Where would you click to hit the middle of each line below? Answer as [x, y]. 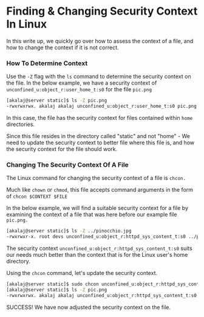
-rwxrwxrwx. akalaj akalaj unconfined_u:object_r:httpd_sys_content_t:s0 [102, 295]
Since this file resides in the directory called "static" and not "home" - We [98, 136]
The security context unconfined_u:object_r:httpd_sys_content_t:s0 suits [99, 248]
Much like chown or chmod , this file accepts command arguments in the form [100, 190]
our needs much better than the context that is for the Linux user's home [97, 255]
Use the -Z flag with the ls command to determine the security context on [99, 77]
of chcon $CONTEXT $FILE [37, 197]
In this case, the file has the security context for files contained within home [100, 117]
